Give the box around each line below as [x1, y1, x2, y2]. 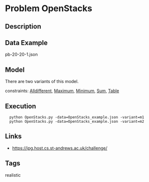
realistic [5, 172, 21, 178]
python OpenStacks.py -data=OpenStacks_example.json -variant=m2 [9, 119, 145, 124]
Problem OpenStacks [5, 3, 92, 14]
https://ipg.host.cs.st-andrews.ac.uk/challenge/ [12, 145, 108, 151]
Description [5, 22, 41, 31]
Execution [5, 102, 36, 110]
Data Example [5, 38, 48, 47]
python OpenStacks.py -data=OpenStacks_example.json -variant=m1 [9, 115, 145, 120]
